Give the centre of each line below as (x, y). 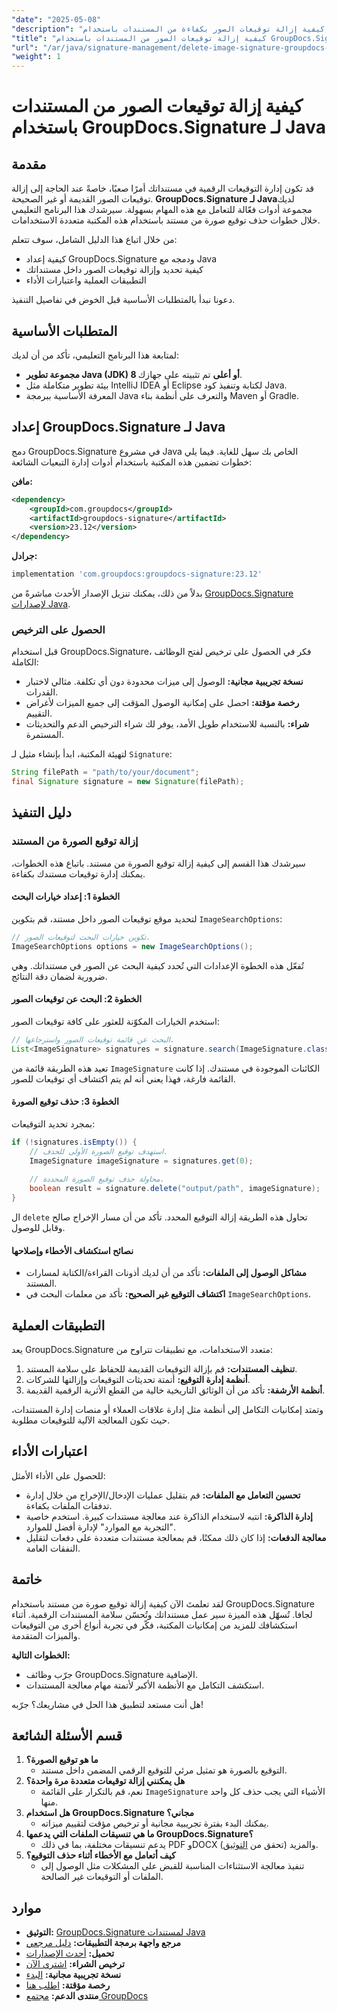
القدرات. (42, 692)
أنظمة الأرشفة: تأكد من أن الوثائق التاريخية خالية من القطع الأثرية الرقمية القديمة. (175, 1390)
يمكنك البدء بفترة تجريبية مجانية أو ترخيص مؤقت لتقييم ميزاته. (154, 1823)
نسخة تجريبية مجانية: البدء (73, 1975)
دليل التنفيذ (41, 812)
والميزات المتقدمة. (46, 1635)
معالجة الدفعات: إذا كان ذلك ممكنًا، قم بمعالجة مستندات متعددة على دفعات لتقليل (176, 1537)
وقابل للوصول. (38, 1227)
